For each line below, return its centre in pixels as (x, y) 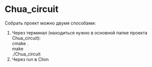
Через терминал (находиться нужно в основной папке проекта (80, 32)
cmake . (20, 43)
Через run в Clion (30, 59)
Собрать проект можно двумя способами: (50, 23)
